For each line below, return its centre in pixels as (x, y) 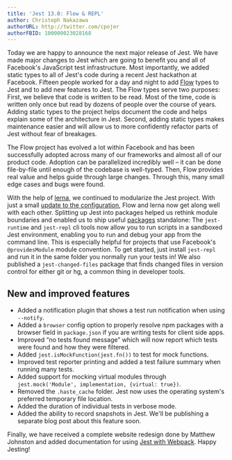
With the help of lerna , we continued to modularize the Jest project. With (111, 198)
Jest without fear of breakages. (52, 134)
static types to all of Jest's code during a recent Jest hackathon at (102, 75)
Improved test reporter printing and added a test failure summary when (119, 362)
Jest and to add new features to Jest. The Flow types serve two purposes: (114, 90)
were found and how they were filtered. (74, 347)
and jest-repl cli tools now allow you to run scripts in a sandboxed (127, 227)
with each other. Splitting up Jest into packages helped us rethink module (113, 213)
